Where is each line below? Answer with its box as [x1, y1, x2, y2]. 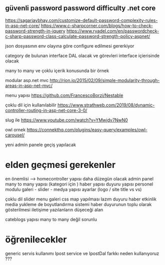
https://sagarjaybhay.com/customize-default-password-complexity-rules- [5, 17, 158, 23]
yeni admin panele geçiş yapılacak [5, 141, 76, 147]
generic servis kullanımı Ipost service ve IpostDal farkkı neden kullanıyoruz [5, 250, 159, 256]
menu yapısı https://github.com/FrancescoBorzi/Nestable [5, 92, 123, 98]
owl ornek [5, 126, 26, 132]
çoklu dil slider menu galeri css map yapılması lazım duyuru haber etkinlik [5, 196, 156, 202]
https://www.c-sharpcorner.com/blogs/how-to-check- [40, 22, 153, 28]
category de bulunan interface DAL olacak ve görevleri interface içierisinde [5, 52, 160, 58]
